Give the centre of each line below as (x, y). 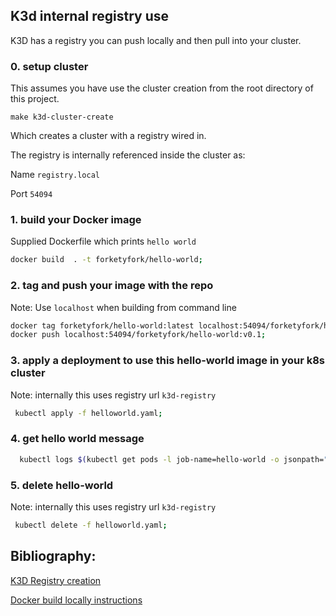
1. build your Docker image (76, 220)
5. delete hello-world (62, 485)
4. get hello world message (77, 439)
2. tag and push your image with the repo (112, 286)
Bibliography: (53, 556)
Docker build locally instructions (76, 600)
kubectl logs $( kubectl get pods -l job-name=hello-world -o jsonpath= (172, 459)
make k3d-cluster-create (62, 117)
